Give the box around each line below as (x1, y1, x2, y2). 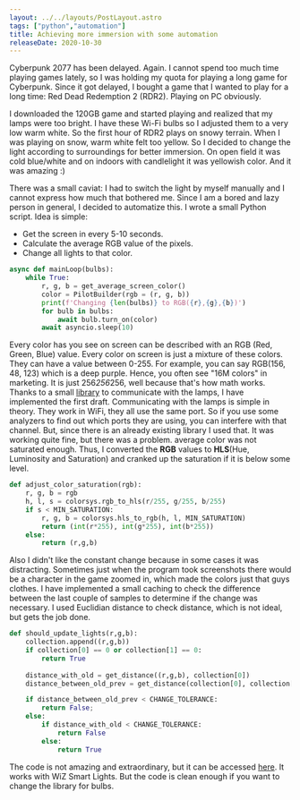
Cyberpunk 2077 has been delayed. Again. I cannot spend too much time (9, 63, 279, 73)
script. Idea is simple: (9, 211, 88, 222)
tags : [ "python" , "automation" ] (9, 21, 126, 30)
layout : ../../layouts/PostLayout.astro (9, 13, 163, 22)
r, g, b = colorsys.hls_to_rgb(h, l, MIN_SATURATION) (41, 514, 246, 523)
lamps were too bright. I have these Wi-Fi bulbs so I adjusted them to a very (9, 118, 289, 129)
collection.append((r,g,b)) (25, 637, 130, 647)
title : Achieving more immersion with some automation (9, 30, 219, 38)
